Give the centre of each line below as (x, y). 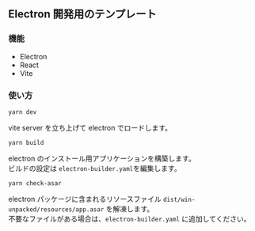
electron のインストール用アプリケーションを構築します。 (102, 158)
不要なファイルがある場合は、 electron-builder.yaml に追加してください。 (129, 218)
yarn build (26, 142)
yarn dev (23, 112)
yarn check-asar (35, 183)
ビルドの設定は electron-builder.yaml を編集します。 (95, 168)
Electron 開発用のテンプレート (82, 14)
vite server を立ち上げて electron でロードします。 (90, 127)
